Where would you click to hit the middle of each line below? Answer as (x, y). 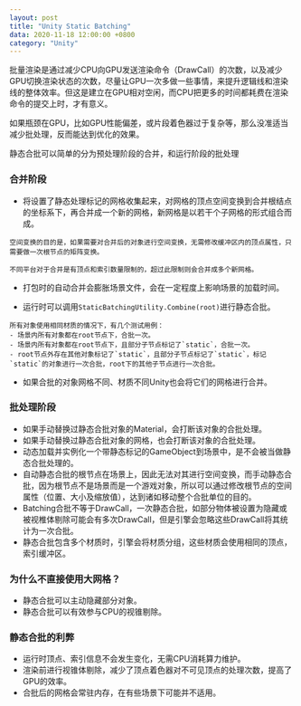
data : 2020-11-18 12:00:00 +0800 (72, 34)
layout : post (34, 18)
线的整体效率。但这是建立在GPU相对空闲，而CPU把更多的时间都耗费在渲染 (149, 92)
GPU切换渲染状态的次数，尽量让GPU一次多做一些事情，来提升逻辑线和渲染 (149, 81)
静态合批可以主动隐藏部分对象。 (82, 601)
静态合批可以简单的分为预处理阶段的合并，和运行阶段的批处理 (124, 154)
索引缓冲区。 (46, 553)
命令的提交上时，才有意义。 (61, 104)
